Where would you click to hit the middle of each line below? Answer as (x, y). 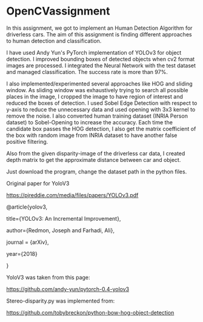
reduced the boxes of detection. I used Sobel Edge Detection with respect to (102, 103)
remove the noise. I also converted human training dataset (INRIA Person (97, 116)
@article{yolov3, (27, 207)
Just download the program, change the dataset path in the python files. (97, 172)
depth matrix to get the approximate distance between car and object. (94, 159)
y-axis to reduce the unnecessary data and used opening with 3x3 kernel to (101, 109)
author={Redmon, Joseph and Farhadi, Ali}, (61, 230)
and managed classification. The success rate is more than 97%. (87, 72)
